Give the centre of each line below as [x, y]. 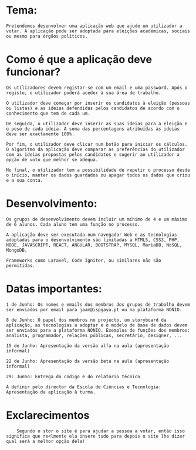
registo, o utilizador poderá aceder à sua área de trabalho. [84, 93]
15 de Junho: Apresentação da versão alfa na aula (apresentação [87, 346]
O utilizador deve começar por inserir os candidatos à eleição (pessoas [98, 103]
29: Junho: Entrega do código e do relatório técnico [73, 376]
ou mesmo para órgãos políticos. [47, 36]
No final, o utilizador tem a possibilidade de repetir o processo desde [98, 170]
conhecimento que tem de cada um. [48, 113]
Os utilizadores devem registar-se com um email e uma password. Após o [97, 88]
